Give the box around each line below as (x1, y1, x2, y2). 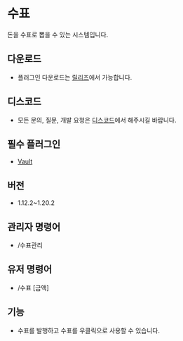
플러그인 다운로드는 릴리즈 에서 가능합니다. (17, 73, 133, 81)
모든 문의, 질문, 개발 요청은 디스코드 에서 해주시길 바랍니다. (17, 116, 177, 124)
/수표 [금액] (17, 283, 49, 292)
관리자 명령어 (7, 221, 61, 232)
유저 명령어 (7, 263, 53, 275)
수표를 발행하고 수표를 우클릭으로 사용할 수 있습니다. (17, 326, 160, 335)
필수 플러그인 (7, 138, 61, 150)
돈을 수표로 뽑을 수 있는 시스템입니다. (7, 30, 109, 39)
